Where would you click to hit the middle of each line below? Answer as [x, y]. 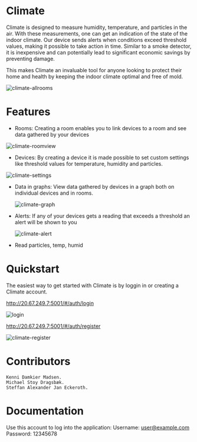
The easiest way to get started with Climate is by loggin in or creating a [92, 285]
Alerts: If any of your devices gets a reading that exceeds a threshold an [102, 216]
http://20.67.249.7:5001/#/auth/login [50, 303]
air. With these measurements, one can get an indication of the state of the [97, 33]
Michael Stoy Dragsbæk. [35, 382]
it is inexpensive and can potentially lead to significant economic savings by [98, 52]
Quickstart [33, 269]
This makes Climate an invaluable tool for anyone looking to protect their [94, 70]
